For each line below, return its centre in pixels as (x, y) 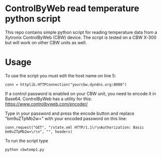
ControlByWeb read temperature (72, 9)
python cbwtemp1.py (25, 149)
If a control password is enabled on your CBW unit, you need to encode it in (81, 93)
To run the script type (27, 140)
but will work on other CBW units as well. (46, 42)
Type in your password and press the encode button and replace (70, 113)
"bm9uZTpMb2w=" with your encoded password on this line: (66, 118)
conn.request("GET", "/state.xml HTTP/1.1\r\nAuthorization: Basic (75, 127)
